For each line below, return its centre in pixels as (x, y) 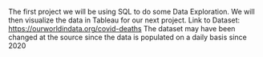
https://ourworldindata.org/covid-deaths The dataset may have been (122, 28)
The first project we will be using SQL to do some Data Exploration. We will (131, 12)
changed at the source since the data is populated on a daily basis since (127, 37)
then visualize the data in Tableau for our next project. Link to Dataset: (124, 20)
